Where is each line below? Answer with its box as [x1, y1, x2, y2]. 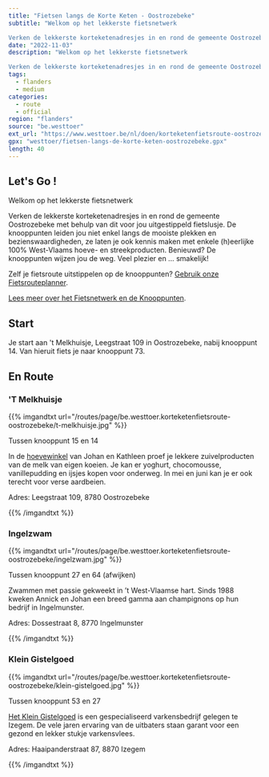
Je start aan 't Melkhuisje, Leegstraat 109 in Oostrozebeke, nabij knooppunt [8, 338, 258, 348]
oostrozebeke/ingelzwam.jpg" [8, 554, 108, 565]
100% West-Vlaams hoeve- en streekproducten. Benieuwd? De [8, 245, 216, 255]
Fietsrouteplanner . [8, 278, 68, 288]
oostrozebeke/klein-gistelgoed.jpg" [8, 680, 126, 690]
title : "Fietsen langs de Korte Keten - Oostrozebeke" [8, 11, 195, 20]
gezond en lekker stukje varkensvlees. [8, 728, 135, 738]
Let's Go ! [8, 175, 58, 188]
